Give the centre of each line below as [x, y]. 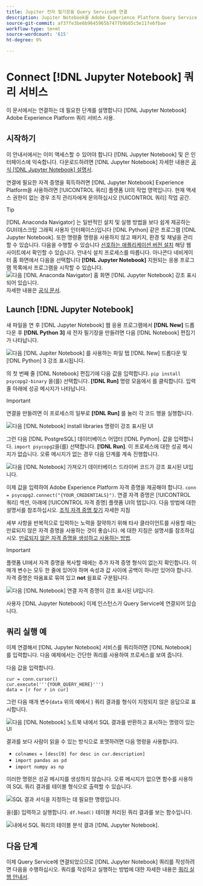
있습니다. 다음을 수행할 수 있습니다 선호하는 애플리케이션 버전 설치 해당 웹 [105, 244]
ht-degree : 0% [24, 40]
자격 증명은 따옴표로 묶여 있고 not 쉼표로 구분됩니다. [68, 577]
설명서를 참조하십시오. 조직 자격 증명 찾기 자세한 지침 [68, 510]
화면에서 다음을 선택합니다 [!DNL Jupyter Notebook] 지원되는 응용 [99, 260]
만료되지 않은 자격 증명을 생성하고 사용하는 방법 [75, 538]
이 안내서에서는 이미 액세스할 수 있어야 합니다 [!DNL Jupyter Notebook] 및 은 [98, 154]
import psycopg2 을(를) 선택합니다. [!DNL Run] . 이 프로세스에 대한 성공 [98, 446]
